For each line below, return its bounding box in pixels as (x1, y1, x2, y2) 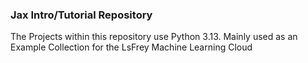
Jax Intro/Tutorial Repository (10, 8, 153, 22)
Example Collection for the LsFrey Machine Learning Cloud (10, 41, 253, 53)
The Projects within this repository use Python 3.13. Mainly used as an (10, 31, 298, 43)
